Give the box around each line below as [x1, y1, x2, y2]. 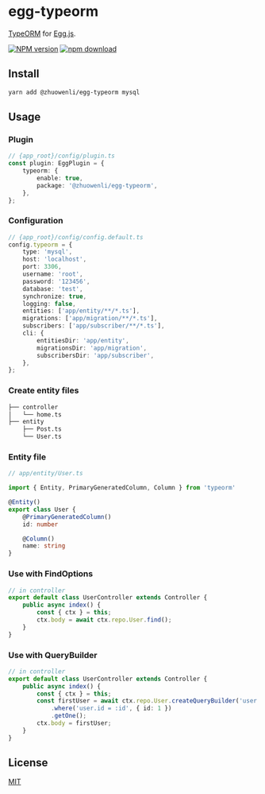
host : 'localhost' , [22, 255, 87, 264]
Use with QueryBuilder [8, 649, 98, 660]
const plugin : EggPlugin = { [8, 160, 105, 168]
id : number [22, 520, 59, 529]
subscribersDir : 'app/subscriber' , [36, 351, 155, 359]
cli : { [22, 329, 44, 338]
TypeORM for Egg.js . [8, 29, 76, 38]
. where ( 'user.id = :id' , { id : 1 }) [50, 704, 172, 713]
